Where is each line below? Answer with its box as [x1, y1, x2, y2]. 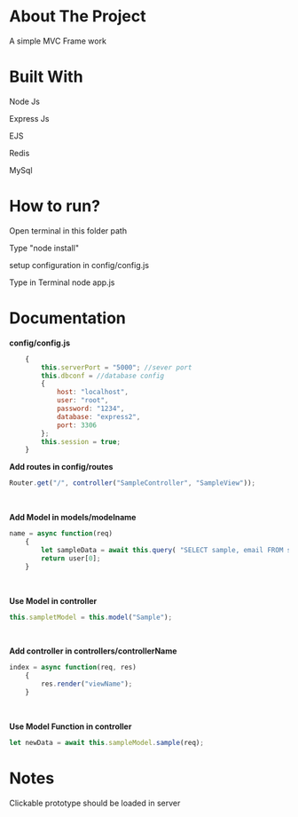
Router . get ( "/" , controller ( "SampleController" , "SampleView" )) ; [9, 479, 255, 488]
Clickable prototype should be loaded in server [9, 797, 181, 808]
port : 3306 [56, 420, 98, 430]
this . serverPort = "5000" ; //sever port [41, 362, 192, 372]
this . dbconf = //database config [41, 371, 165, 380]
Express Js [9, 113, 50, 123]
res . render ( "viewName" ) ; [41, 679, 133, 689]
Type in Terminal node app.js [9, 277, 115, 288]
